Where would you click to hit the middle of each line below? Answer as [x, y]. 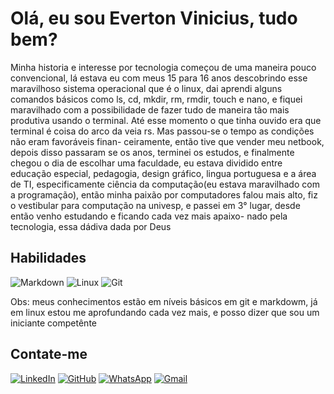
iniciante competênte [53, 323]
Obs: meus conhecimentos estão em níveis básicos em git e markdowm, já [164, 301]
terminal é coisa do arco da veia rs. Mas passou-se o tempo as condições [162, 131]
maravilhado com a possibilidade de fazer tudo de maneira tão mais [150, 109]
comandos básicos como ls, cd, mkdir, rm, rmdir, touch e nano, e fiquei [156, 99]
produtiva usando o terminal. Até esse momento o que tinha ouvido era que [166, 120]
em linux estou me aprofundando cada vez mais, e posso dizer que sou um [165, 312]
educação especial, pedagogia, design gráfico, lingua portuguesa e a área [163, 173]
